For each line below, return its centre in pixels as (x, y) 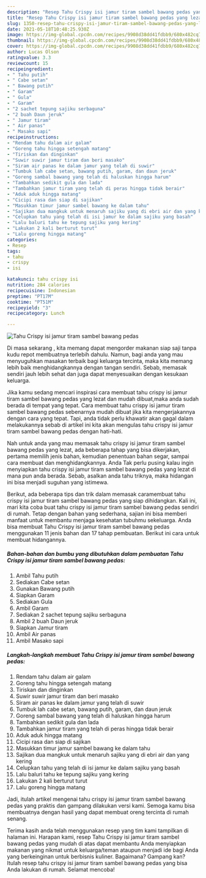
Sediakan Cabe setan (42, 582)
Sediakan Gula (34, 602)
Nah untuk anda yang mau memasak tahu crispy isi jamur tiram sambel (96, 443)
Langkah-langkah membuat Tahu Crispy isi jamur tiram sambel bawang (101, 655)
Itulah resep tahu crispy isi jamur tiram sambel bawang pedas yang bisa (97, 863)
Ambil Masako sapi (39, 641)
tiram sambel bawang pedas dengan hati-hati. (65, 432)
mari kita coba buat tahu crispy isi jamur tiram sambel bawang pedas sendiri (103, 507)
